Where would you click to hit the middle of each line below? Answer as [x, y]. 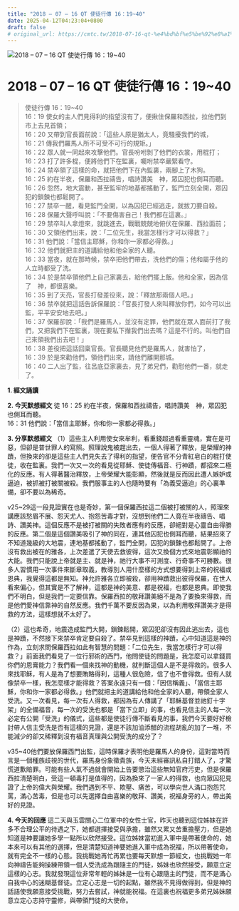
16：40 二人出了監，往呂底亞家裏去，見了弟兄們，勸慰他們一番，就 [123, 366]
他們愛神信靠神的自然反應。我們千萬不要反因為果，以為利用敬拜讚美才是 [119, 605]
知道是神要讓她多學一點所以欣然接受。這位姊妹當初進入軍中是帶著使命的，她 [119, 838]
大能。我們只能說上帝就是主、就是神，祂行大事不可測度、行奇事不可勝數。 [116, 561]
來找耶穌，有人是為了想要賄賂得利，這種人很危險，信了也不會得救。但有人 [116, 674]
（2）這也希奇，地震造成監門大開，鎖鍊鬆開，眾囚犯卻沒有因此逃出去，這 [115, 629]
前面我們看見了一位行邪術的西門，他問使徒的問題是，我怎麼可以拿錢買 [129, 656]
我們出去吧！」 [65, 340]
